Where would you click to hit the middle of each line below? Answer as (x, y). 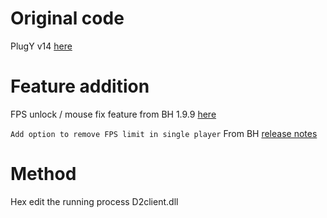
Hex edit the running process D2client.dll (94, 201)
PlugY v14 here (41, 46)
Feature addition (80, 86)
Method (43, 174)
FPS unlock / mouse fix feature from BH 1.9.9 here (113, 114)
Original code (67, 18)
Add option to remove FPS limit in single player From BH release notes (164, 133)
